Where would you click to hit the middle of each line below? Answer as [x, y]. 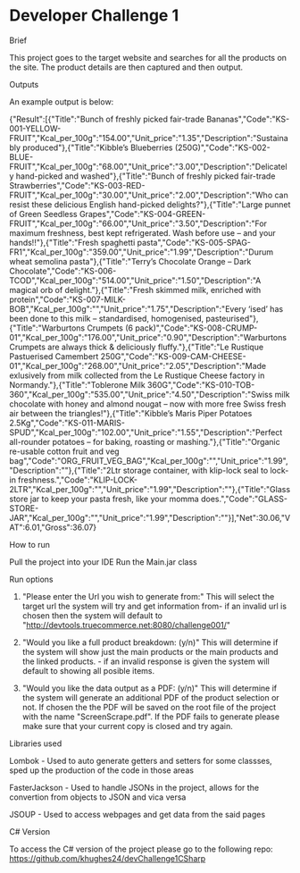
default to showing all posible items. [88, 670]
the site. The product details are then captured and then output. [126, 67]
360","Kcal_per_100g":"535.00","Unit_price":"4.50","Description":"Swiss [141, 394]
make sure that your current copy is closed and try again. [128, 726]
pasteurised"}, [232, 318]
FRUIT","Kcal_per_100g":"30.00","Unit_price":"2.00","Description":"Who [141, 195]
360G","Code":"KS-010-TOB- [201, 384]
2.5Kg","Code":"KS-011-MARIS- [67, 423]
